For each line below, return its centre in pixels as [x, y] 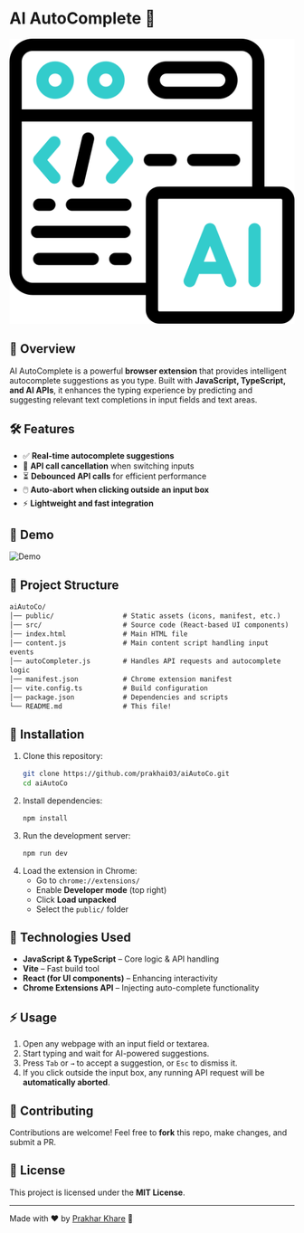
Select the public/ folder [82, 909]
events [22, 652]
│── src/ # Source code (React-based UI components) [149, 625]
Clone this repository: [62, 756]
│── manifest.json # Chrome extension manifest [121, 679]
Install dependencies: [62, 801]
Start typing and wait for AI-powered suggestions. [116, 1054]
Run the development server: [76, 835]
